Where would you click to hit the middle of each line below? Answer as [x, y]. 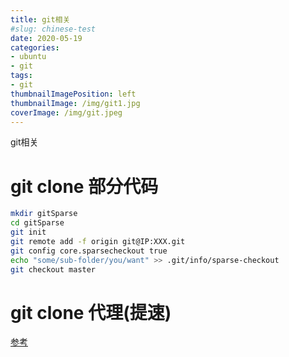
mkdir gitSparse [44, 214]
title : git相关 [40, 19]
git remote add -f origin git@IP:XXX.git [98, 241]
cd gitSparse [37, 223]
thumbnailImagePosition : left [73, 94]
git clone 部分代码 [84, 186]
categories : [35, 47]
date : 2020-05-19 [46, 38]
